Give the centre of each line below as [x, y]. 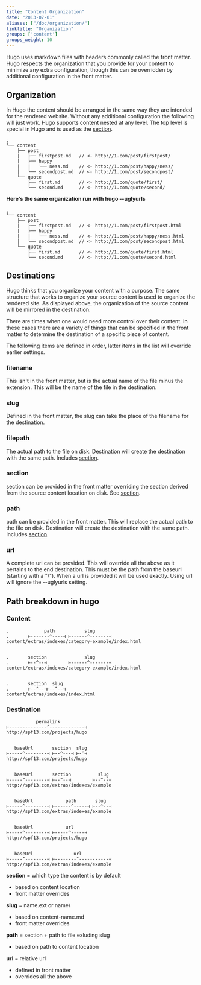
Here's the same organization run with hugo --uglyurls [76, 198]
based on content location [47, 887]
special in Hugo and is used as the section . [59, 129]
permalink [48, 722]
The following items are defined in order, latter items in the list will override [99, 346]
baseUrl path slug [60, 801]
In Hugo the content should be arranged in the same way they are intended [99, 110]
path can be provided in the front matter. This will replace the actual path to [100, 522]
